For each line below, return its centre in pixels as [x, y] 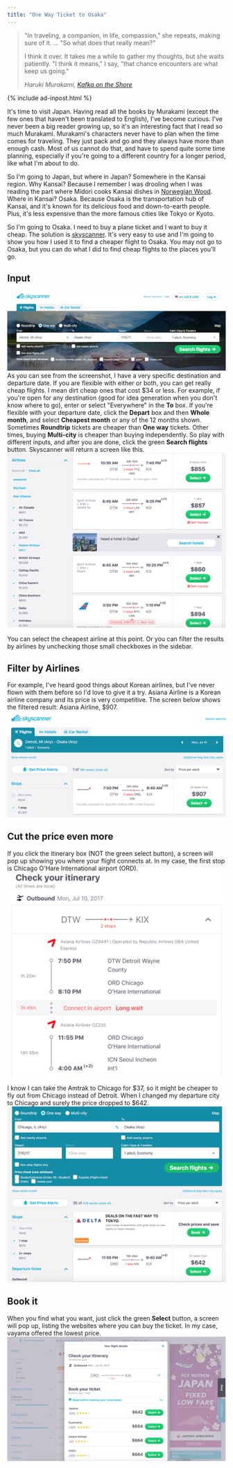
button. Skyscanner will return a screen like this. [76, 450]
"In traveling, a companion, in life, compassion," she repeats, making [122, 35]
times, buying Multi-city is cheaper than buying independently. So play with [116, 435]
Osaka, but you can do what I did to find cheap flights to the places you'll [112, 249]
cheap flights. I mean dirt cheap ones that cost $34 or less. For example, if [114, 391]
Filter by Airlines [44, 668]
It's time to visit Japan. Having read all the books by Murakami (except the [113, 111]
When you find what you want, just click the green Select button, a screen [113, 1318]
